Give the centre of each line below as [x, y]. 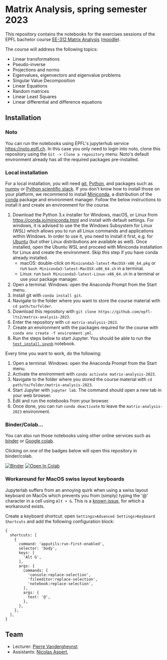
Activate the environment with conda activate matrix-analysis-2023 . [84, 374]
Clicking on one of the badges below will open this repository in [71, 451]
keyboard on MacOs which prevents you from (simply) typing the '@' [77, 495]
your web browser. [32, 395]
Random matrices [31, 91]
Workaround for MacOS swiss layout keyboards [65, 479]
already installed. [30, 257]
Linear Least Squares [34, 97]
